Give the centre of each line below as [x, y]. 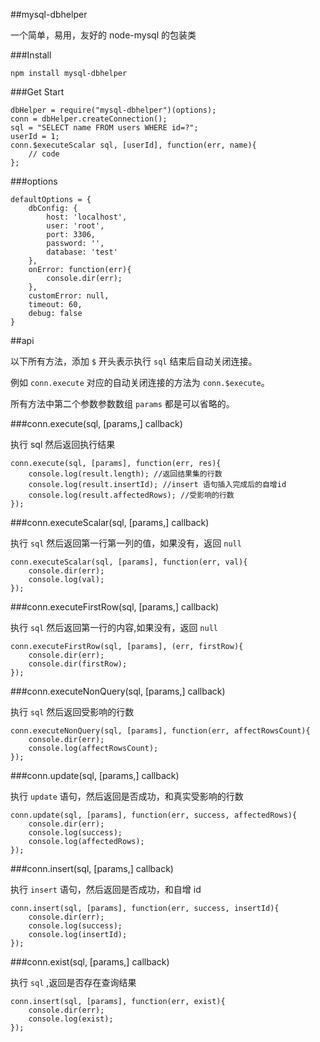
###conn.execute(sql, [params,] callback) [96, 423]
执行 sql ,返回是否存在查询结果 [73, 982]
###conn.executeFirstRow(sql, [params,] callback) [115, 607]
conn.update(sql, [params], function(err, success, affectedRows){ [154, 815]
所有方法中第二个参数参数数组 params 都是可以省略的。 [122, 403]
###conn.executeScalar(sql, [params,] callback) [110, 522]
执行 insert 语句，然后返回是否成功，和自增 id [106, 889]
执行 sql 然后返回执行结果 [63, 444]
